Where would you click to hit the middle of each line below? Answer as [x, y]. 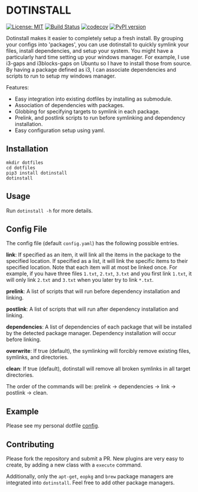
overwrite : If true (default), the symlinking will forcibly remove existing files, [98, 351]
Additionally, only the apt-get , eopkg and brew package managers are [90, 476]
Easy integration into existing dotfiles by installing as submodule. [93, 99]
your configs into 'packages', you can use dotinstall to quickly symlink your [98, 44]
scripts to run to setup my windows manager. [61, 76]
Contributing [30, 444]
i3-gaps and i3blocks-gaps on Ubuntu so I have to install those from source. [99, 63]
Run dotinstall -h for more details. [50, 210]
